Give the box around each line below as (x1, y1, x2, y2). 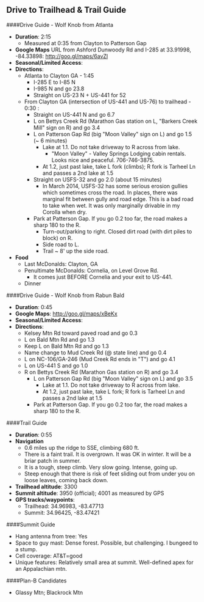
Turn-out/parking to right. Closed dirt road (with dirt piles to (42, 227, 192, 235)
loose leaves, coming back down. (24, 476, 108, 483)
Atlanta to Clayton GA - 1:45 (24, 72, 94, 79)
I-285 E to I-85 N (33, 78, 76, 86)
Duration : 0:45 (15, 303, 53, 310)
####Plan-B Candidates (6, 577, 67, 584)
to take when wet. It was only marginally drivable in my (42, 202, 180, 209)
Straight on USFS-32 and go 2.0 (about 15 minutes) (33, 175, 163, 183)
